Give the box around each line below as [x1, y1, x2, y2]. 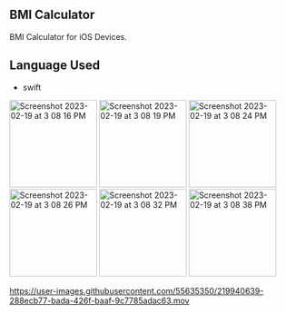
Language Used [9, 58, 101, 74]
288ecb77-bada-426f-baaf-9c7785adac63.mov [9, 295, 190, 306]
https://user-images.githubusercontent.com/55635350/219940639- [9, 285, 264, 296]
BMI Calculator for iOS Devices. [9, 31, 127, 42]
